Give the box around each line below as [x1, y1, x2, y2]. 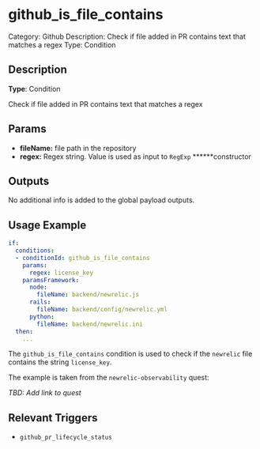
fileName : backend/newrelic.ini [36, 320, 144, 328]
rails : [28, 298, 51, 306]
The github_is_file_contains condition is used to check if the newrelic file [8, 349, 253, 359]
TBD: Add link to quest [8, 388, 81, 398]
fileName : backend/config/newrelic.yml [36, 306, 168, 314]
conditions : [15, 247, 55, 255]
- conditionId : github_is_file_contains [15, 254, 150, 262]
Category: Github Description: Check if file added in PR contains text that [8, 32, 247, 41]
